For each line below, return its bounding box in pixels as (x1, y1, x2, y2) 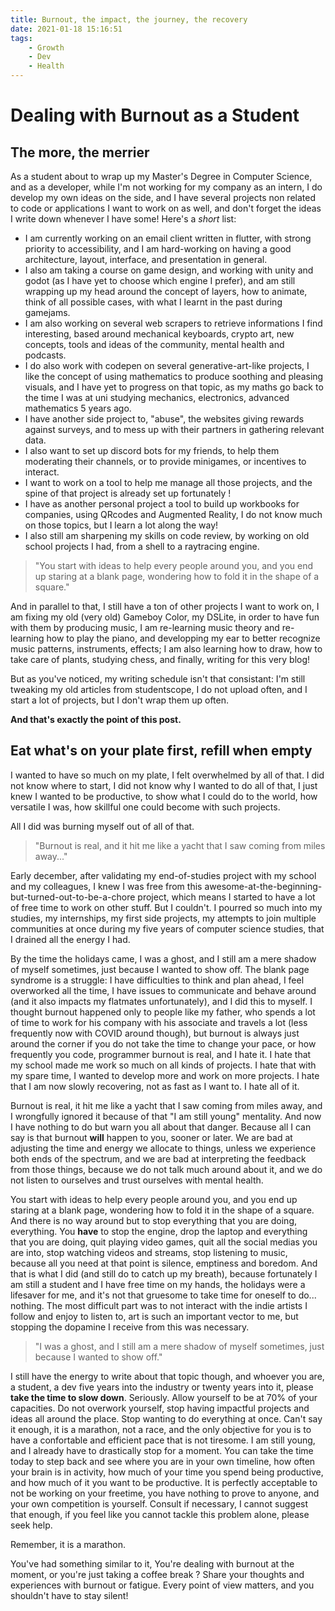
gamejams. (24, 307, 71, 318)
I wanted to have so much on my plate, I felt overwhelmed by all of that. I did (10, 769, 325, 781)
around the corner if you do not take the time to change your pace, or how (10, 1037, 317, 1050)
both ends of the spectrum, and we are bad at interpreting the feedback (10, 1152, 307, 1165)
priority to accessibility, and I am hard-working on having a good (24, 243, 292, 255)
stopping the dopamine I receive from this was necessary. (10, 1321, 250, 1333)
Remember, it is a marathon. (10, 1538, 126, 1550)
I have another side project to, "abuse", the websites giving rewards (24, 413, 305, 425)
